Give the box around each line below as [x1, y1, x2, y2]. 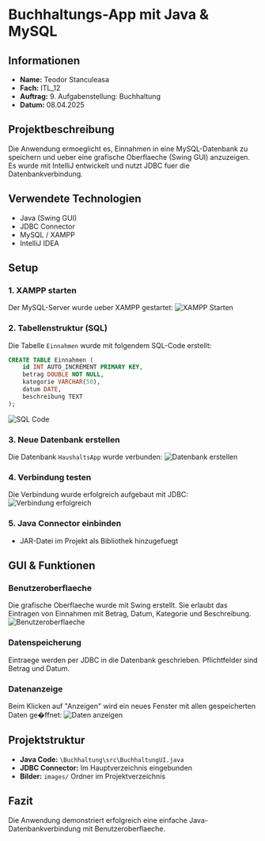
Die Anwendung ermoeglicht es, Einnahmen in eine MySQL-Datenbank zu [8, 144, 248, 153]
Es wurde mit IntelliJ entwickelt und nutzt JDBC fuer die [8, 161, 190, 170]
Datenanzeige [8, 683, 63, 694]
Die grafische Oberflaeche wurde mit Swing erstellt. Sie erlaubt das [8, 600, 228, 610]
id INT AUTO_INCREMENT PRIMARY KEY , [22, 363, 144, 371]
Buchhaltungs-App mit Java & [8, 6, 210, 24]
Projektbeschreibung [8, 123, 115, 136]
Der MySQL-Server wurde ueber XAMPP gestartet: [8, 303, 174, 313]
